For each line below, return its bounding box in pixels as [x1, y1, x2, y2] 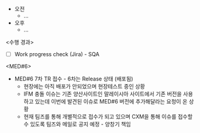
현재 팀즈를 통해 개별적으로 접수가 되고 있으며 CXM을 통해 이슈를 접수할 [23, 113, 193, 120]
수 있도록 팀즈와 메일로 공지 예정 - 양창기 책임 [23, 120, 132, 128]
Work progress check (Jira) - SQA [14, 51, 99, 57]
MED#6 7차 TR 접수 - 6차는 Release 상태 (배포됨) [14, 75, 134, 83]
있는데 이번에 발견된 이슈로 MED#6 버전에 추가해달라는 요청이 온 [35, 98, 188, 105]
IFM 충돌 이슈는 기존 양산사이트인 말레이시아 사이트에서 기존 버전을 [23, 90, 182, 98]
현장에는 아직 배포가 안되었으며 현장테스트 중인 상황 [23, 83, 145, 90]
